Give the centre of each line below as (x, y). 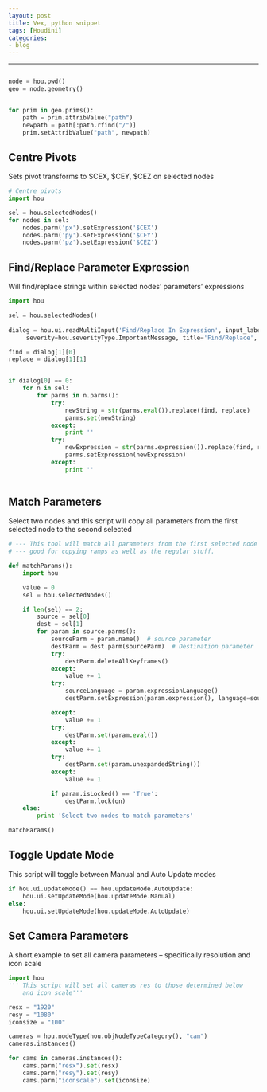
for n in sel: (46, 388)
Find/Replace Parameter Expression (99, 267)
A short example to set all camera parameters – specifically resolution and (130, 955)
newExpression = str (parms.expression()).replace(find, (159, 448)
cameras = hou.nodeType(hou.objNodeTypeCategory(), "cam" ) (108, 1036)
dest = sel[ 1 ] (60, 624)
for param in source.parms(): (87, 632)
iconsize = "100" (37, 1022)
